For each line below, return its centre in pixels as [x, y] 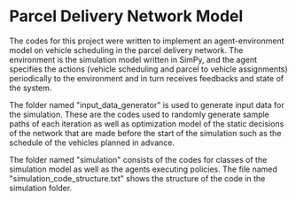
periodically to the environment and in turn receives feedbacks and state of [147, 78]
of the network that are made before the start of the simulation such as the [145, 133]
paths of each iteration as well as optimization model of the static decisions [147, 123]
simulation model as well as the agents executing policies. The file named [143, 169]
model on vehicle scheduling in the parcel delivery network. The [126, 50]
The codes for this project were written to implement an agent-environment [147, 41]
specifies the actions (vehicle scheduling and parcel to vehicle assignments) [148, 69]
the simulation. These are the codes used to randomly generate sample [140, 114]
